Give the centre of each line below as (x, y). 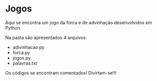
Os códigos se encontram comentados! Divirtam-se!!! (61, 72)
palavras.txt (25, 63)
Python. (13, 27)
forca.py (21, 52)
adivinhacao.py (28, 47)
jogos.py (22, 57)
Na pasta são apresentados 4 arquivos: (46, 37)
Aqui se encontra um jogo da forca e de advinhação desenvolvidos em (79, 22)
